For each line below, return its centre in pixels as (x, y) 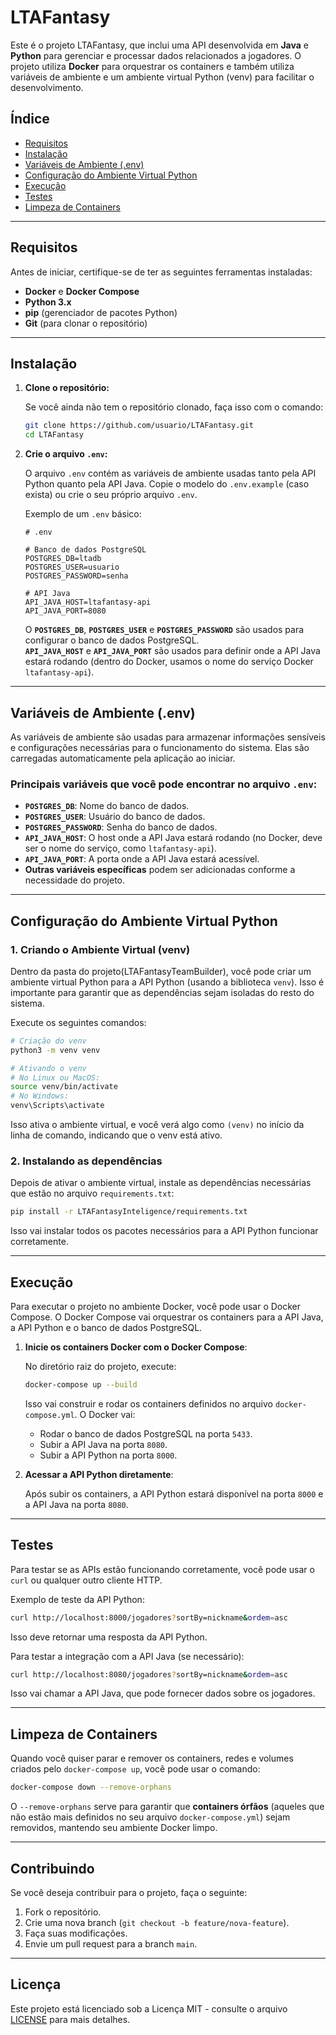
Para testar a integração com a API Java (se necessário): (127, 1656)
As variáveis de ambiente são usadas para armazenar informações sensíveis (168, 737)
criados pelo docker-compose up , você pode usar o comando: (135, 1769)
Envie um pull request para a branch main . (111, 1943)
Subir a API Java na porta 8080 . (103, 1444)
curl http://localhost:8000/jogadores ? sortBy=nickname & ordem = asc (149, 1617)
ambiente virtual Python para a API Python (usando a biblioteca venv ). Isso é (167, 982)
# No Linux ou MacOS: (55, 1077)
